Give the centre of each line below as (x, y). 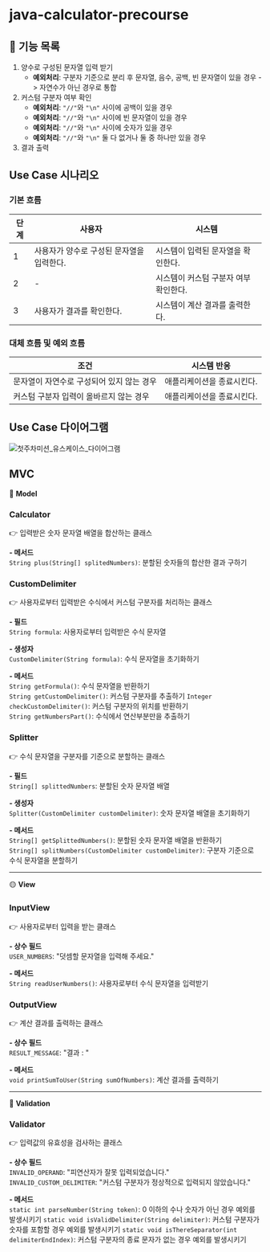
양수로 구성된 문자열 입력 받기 (66, 67)
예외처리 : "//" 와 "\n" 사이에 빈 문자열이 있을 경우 (110, 117)
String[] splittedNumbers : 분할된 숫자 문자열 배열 (90, 786)
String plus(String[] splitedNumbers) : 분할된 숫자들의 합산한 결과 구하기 (128, 562)
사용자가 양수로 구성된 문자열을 (89, 251)
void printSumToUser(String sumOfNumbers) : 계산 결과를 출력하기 (114, 1080)
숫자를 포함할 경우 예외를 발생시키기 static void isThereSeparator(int (123, 1229)
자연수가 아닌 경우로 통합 (78, 87)
